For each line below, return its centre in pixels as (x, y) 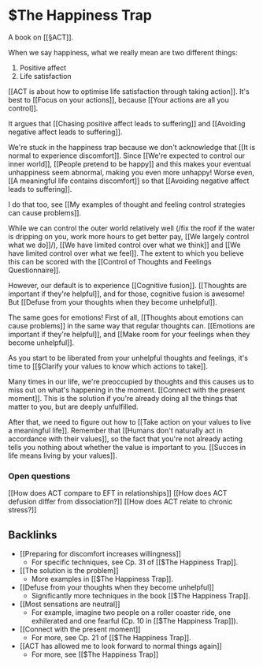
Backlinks (33, 535)
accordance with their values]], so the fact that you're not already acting (126, 438)
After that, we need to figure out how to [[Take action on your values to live (130, 422)
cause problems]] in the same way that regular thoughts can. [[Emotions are (132, 325)
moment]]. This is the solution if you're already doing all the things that (123, 398)
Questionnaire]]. (34, 270)
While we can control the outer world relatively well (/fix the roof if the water (132, 228)
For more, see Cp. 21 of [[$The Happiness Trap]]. (111, 638)
